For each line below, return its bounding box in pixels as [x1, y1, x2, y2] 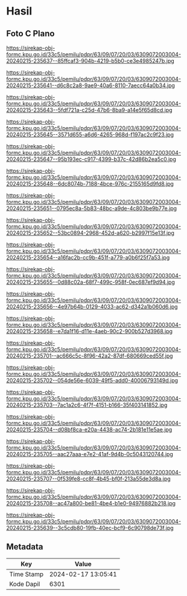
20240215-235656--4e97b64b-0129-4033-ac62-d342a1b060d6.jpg [6, 303, 178, 310]
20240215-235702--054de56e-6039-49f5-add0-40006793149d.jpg [6, 377, 179, 384]
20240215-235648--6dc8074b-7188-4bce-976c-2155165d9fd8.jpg [6, 180, 174, 187]
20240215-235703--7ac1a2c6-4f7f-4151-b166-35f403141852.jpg [6, 401, 168, 408]
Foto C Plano [6, 28, 55, 39]
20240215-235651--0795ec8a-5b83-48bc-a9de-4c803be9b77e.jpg [6, 205, 177, 212]
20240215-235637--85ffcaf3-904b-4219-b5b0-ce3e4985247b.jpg [6, 57, 175, 64]
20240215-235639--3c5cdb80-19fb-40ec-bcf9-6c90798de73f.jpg [6, 525, 174, 531]
